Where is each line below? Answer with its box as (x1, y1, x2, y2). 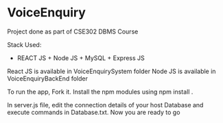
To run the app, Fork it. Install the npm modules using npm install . (7, 87, 193, 96)
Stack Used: (7, 40, 42, 49)
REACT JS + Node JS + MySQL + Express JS (16, 53, 145, 62)
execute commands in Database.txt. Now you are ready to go (7, 108, 180, 116)
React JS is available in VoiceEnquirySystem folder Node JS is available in (7, 67, 216, 75)
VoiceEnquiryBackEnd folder (7, 74, 88, 83)
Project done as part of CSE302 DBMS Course (7, 27, 139, 36)
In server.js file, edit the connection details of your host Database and (7, 100, 204, 109)
